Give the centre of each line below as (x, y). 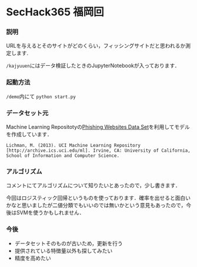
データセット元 (27, 113)
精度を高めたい (33, 258)
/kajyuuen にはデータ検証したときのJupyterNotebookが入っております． (93, 66)
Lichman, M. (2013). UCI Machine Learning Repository (74, 146)
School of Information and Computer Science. (63, 156)
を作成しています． (29, 134)
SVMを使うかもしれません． (50, 213)
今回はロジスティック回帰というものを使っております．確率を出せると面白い (98, 198)
